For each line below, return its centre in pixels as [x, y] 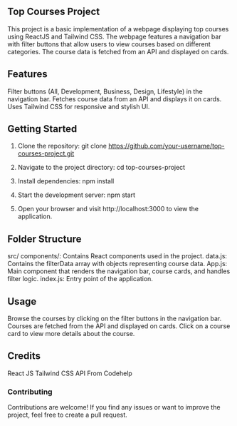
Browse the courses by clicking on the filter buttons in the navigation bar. [115, 319]
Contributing [30, 392]
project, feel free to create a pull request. [68, 415]
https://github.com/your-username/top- [167, 146]
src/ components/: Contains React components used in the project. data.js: [117, 256]
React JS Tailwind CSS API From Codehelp [70, 373]
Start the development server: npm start [77, 195]
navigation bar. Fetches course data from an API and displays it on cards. [115, 98]
